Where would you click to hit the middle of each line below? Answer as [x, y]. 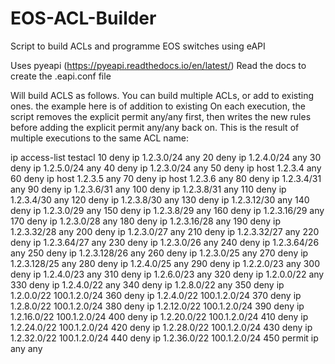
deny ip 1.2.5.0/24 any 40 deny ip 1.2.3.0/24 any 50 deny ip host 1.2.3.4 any [166, 168]
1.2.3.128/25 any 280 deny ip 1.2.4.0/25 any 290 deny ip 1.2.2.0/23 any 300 [165, 263]
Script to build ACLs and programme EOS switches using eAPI [138, 46]
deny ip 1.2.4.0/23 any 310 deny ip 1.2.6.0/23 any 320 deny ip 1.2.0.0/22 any [167, 274]
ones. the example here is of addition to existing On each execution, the [158, 106]
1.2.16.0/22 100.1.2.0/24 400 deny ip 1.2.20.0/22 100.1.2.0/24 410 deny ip [159, 316]
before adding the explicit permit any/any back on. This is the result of [155, 127]
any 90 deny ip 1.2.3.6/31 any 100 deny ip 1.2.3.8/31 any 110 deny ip [148, 189]
